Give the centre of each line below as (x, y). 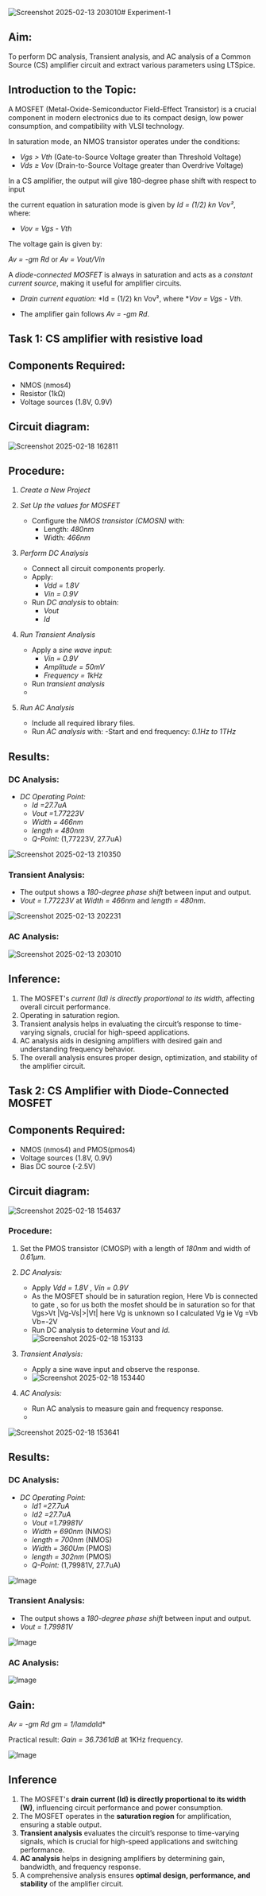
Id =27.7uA (49, 805)
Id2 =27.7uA (51, 1514)
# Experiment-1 (146, 12)
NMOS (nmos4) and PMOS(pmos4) (77, 1149)
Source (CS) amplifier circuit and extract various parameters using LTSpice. (132, 64)
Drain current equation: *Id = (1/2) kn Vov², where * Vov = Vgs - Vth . (131, 298)
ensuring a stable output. (60, 1824)
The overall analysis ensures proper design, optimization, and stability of (139, 1057)
